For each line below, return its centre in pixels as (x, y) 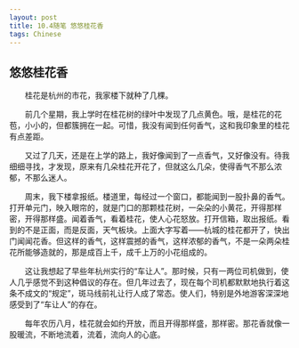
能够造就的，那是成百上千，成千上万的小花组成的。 (118, 252)
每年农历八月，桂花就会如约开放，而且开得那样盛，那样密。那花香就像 (153, 324)
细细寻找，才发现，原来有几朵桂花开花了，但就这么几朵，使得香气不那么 (141, 166)
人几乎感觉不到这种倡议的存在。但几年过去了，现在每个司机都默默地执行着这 (149, 282)
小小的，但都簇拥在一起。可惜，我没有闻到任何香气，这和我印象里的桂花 (157, 125)
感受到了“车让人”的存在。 (56, 304)
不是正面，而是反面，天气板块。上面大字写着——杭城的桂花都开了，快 (153, 230)
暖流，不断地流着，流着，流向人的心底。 (91, 335)
